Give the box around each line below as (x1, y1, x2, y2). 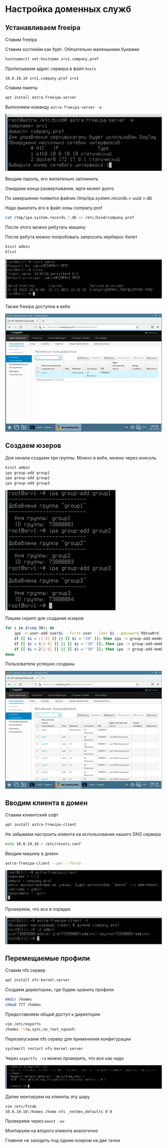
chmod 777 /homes (5, 1002, 41, 1007)
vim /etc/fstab (5, 1104, 37, 1109)
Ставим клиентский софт (5, 812, 59, 818)
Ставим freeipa (5, 36, 37, 42)
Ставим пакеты (5, 84, 38, 90)
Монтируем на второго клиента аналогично (5, 1128, 98, 1134)
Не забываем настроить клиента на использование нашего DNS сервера (5, 831, 162, 837)
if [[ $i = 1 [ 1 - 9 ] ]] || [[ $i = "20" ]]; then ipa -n (14, 641, 130, 646)
